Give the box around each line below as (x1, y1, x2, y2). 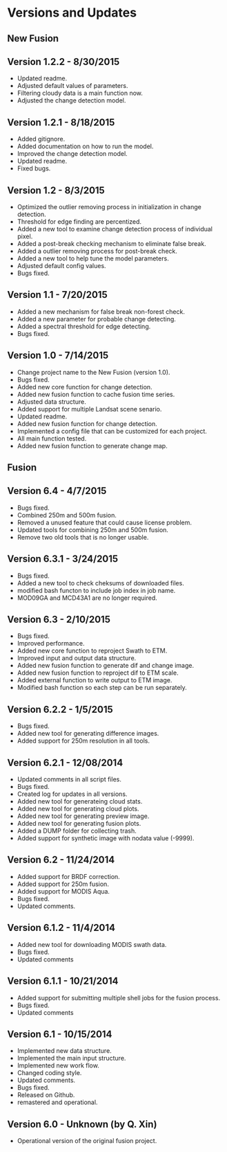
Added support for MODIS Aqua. (17, 887, 110, 895)
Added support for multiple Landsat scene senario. (17, 405, 162, 413)
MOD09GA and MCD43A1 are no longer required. (17, 594, 157, 602)
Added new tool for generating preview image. (17, 812, 150, 820)
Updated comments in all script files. (17, 775, 122, 783)
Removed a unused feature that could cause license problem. (17, 518, 192, 526)
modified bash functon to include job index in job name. (17, 586, 176, 594)
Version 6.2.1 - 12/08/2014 (7, 756, 124, 768)
